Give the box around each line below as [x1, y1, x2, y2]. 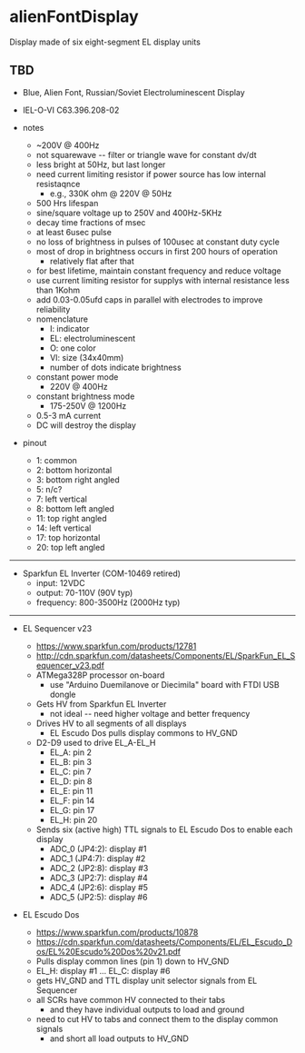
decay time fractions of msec [35, 216, 146, 228]
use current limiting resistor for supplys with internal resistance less [35, 274, 290, 285]
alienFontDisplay [9, 6, 139, 27]
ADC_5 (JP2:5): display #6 [49, 891, 148, 902]
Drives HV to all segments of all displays [35, 718, 187, 729]
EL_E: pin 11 [49, 785, 93, 796]
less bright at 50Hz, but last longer [35, 159, 166, 170]
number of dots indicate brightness [49, 362, 182, 373]
